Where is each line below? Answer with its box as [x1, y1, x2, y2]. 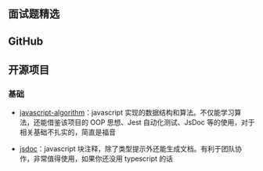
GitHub [8, 35, 44, 48]
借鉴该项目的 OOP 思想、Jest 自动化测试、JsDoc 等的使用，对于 [46, 118, 255, 127]
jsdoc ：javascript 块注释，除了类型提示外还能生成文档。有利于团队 [19, 144, 236, 154]
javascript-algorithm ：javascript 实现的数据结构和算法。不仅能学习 [19, 108, 235, 118]
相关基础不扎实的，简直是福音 [19, 128, 116, 137]
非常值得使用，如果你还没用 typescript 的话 [33, 154, 174, 163]
